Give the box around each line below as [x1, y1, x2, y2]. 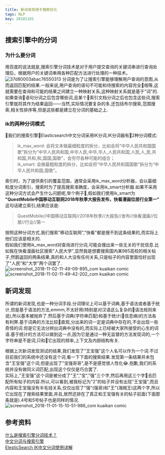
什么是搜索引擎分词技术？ [5, 432, 57, 438]
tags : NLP [5, 12, 26, 17]
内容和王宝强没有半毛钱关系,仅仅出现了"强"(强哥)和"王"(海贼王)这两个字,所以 [5, 385, 160, 391]
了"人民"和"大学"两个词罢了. [5, 260, 63, 266]
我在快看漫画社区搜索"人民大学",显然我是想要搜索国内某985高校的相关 [9, 248, 152, 254]
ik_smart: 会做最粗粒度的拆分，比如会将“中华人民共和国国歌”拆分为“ [17, 161, 155, 167]
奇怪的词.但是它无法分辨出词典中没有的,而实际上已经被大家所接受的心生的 [5, 325, 155, 331]
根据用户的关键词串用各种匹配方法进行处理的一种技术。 [18, 70, 131, 76]
